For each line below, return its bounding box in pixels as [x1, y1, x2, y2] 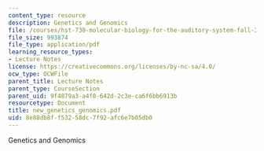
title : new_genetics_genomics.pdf [8, 107, 122, 115]
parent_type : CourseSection [8, 84, 101, 93]
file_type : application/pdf [8, 41, 101, 49]
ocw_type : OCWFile [8, 70, 68, 78]
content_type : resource [8, 11, 86, 20]
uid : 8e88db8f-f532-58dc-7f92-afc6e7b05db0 [8, 114, 153, 122]
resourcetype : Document [8, 99, 86, 107]
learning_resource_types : [8, 48, 93, 56]
